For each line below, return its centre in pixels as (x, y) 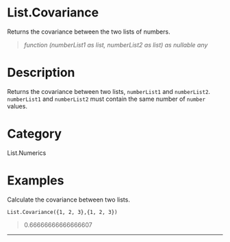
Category (35, 134)
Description (41, 73)
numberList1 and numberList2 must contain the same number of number (106, 99)
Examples (36, 180)
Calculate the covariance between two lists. (68, 199)
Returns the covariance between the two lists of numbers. (89, 32)
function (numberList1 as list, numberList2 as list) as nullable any (116, 45)
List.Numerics (27, 153)
